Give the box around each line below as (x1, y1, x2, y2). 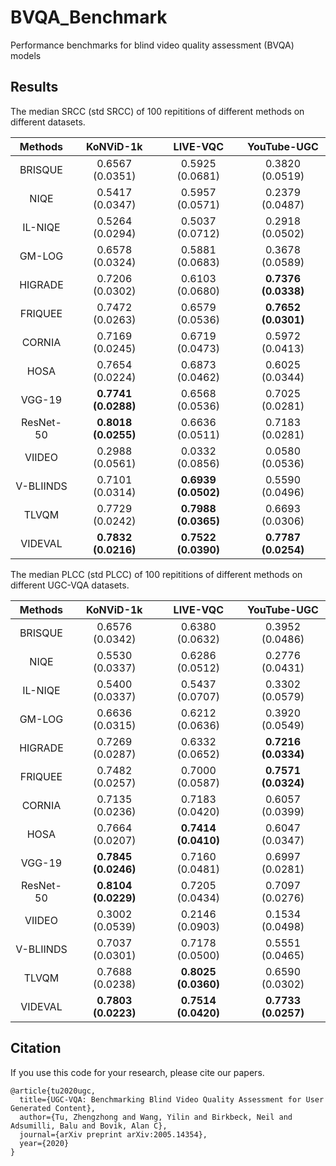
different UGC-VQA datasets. (10, 579, 130, 591)
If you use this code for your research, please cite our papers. (10, 1066, 265, 1078)
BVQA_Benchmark (10, 6, 168, 29)
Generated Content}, (10, 1103, 97, 1113)
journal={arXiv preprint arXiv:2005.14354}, (19, 1129, 208, 1140)
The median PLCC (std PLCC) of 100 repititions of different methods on (10, 568, 303, 580)
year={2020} (19, 1138, 70, 1148)
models (10, 49, 42, 61)
